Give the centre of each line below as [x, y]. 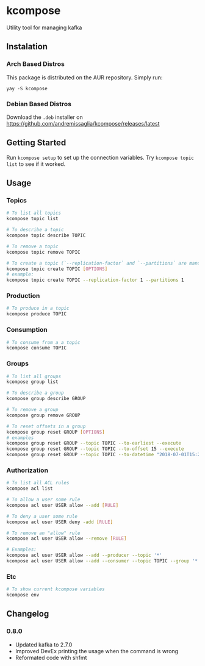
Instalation [27, 47]
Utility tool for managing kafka [44, 27]
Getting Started [36, 143]
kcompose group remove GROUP [43, 415]
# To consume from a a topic [43, 342]
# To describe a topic [35, 230]
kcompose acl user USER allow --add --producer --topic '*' [85, 556]
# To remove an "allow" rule [43, 533]
